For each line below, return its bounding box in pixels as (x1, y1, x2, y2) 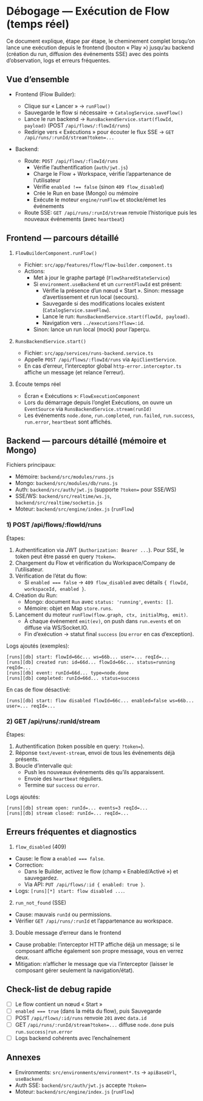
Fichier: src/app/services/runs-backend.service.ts (24, 349, 154, 357)
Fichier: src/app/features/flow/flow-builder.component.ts (24, 260, 173, 268)
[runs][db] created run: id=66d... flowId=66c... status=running (6, 659, 175, 665)
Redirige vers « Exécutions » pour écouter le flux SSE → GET (24, 128, 174, 135)
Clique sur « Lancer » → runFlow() (24, 102, 111, 110)
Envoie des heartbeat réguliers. (24, 775, 103, 782)
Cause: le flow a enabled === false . (15, 855, 105, 862)
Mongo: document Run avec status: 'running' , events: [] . (24, 598, 173, 605)
